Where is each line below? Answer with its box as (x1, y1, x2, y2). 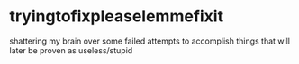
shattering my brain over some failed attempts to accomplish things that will (9, 36, 291, 46)
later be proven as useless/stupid (9, 44, 133, 55)
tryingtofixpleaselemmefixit (9, 6, 223, 27)
